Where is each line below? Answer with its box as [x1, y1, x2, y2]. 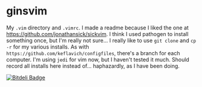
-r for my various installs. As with [6, 43, 89, 50]
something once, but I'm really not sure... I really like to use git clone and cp [6, 37, 197, 44]
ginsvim [6, 4, 48, 18]
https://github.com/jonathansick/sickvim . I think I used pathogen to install [6, 30, 189, 37]
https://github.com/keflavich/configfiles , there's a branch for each [6, 49, 180, 56]
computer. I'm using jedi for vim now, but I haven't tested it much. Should [6, 56, 190, 63]
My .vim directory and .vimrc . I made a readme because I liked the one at [6, 24, 189, 31]
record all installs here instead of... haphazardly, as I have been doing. [6, 62, 180, 70]
